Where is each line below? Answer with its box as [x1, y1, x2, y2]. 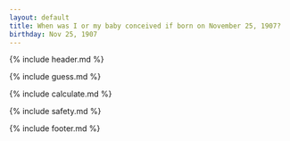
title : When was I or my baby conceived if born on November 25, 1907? [9, 21, 281, 30]
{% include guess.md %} [9, 71, 101, 82]
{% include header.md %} [9, 54, 104, 65]
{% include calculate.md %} [9, 88, 112, 99]
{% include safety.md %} [9, 106, 102, 117]
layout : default [9, 12, 70, 22]
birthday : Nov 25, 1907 [9, 29, 98, 38]
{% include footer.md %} [9, 123, 101, 134]
